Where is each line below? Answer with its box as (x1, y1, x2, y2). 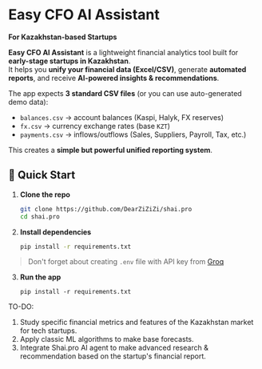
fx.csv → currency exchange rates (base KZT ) (19, 121, 170, 130)
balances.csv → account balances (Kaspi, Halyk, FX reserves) (19, 112, 224, 122)
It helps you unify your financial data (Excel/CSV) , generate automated (8, 64, 247, 74)
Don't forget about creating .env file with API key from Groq (27, 257, 224, 267)
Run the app (19, 272, 62, 282)
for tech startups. (19, 326, 77, 335)
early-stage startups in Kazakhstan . (8, 56, 131, 66)
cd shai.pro (19, 212, 60, 221)
